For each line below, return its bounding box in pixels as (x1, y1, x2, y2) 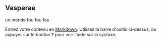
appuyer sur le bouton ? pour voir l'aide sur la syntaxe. (5, 31, 116, 37)
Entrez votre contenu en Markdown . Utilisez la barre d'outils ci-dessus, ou (5, 26, 157, 32)
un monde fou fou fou (5, 17, 50, 22)
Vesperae (5, 4, 36, 12)
